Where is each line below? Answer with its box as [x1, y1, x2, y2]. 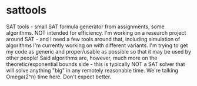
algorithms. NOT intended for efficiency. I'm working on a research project [6, 29, 186, 36]
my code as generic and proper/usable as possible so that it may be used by [6, 48, 192, 55]
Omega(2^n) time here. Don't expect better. [6, 73, 112, 80]
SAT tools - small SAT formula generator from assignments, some [6, 23, 165, 30]
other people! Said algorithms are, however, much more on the [6, 54, 158, 61]
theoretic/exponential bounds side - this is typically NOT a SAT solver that [6, 60, 185, 68]
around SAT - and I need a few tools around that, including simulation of [6, 35, 181, 42]
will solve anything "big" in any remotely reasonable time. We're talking [6, 67, 178, 74]
